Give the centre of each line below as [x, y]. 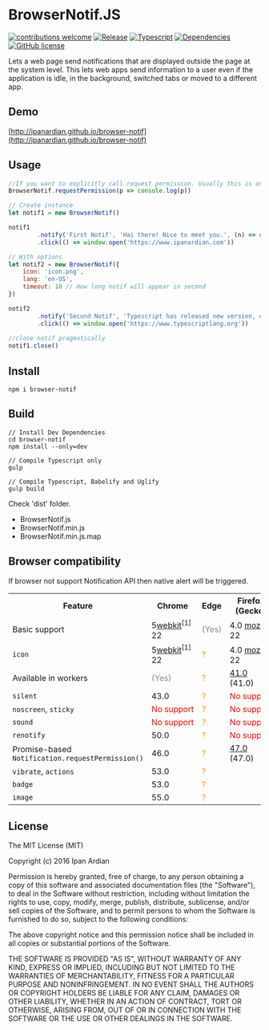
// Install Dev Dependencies [57, 432]
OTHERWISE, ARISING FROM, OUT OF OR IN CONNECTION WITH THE [125, 1010]
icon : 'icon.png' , [53, 272]
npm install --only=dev [48, 446]
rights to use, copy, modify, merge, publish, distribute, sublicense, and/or [129, 902]
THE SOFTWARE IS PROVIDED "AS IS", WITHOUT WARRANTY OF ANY [125, 959]
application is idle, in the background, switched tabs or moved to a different [133, 78]
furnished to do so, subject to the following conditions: [98, 919]
